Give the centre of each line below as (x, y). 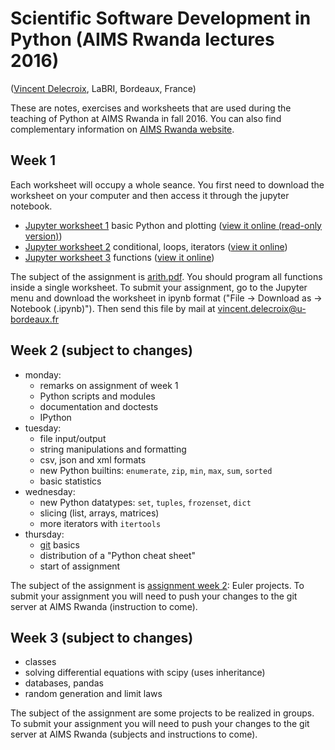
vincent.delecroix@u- (262, 308)
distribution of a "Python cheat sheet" (118, 555)
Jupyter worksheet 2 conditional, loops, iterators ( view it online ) (156, 246)
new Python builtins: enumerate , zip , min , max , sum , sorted (156, 470)
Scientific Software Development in (161, 18)
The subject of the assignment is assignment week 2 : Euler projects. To (157, 585)
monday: (43, 374)
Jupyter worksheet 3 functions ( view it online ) (119, 257)
